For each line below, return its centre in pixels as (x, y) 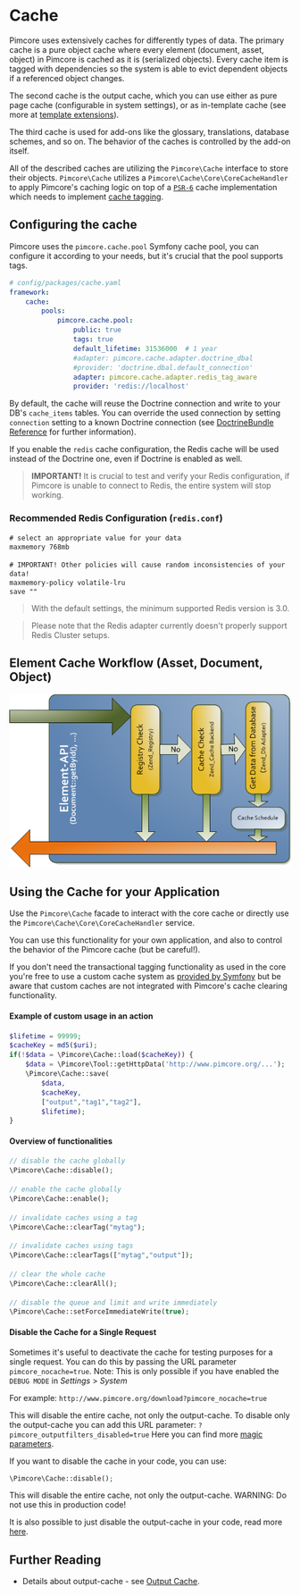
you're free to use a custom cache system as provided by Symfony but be (145, 977)
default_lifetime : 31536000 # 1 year (145, 348)
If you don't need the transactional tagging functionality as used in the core (148, 967)
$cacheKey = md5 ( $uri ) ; (54, 1045)
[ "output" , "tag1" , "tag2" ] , (92, 1102)
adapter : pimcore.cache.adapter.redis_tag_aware (165, 377)
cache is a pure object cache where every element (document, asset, (137, 49)
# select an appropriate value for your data (95, 538)
